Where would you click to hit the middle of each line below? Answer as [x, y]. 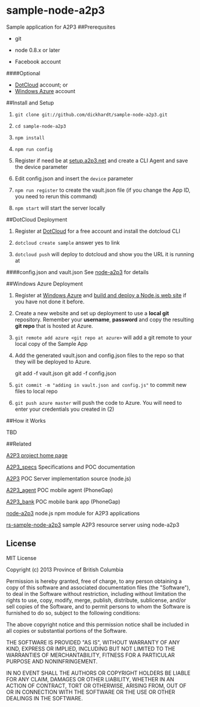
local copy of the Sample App [51, 343]
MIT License [21, 558]
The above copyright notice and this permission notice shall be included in [98, 624]
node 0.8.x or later [38, 50]
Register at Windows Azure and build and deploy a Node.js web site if [101, 295]
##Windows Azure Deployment [44, 284]
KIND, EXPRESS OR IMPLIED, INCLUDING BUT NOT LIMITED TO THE [91, 648]
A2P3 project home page [37, 455]
